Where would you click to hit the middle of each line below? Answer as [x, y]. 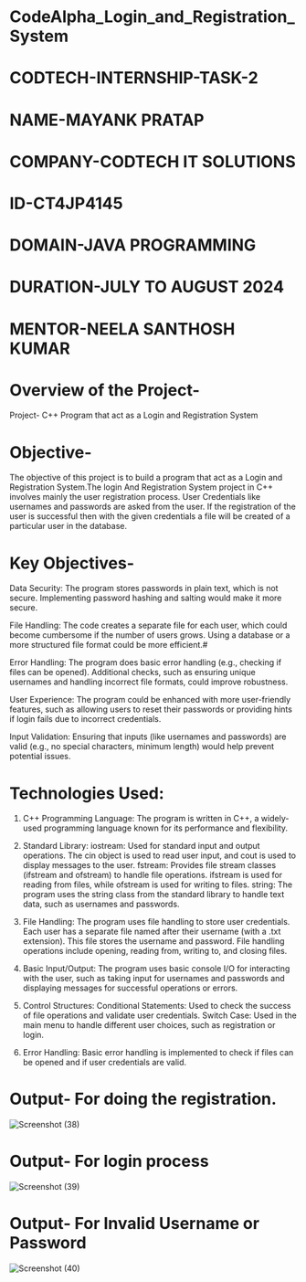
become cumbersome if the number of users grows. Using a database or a [150, 635]
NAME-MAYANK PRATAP [107, 120]
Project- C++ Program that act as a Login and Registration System [134, 415]
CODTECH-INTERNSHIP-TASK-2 [134, 78]
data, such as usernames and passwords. [101, 904]
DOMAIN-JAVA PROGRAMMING [133, 245]
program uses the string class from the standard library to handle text [153, 895]
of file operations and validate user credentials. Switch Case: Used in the [159, 1015]
